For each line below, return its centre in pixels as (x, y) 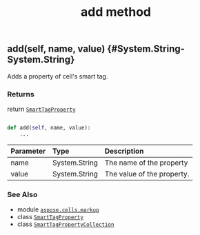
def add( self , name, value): (49, 127)
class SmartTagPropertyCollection (66, 224)
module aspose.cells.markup (58, 209)
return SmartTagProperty (41, 109)
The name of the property (146, 163)
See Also (22, 194)
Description (124, 151)
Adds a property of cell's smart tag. (58, 76)
